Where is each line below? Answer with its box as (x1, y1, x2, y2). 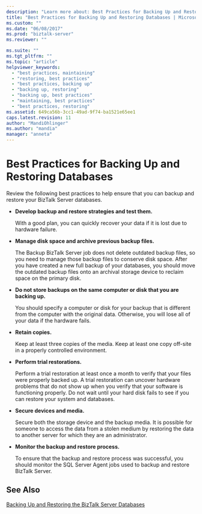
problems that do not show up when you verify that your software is (14, 382, 183, 390)
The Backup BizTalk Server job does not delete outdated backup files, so (14, 249, 195, 256)
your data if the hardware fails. (14, 316, 91, 324)
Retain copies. (14, 328, 52, 336)
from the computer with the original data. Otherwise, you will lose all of (14, 310, 191, 318)
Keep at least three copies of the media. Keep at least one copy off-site (14, 340, 192, 347)
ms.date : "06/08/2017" (6, 25, 63, 32)
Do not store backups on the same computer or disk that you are (14, 286, 179, 293)
